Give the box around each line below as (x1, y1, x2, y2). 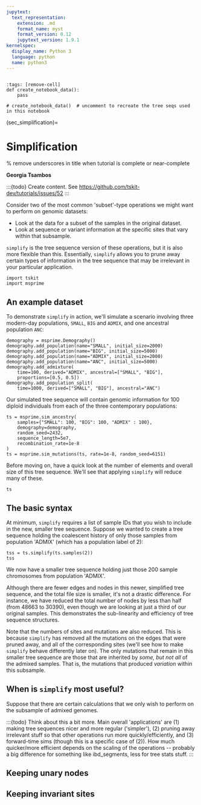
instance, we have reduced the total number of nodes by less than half (6, 597, 182, 605)
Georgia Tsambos (6, 171, 52, 179)
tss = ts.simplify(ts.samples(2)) (6, 550, 94, 556)
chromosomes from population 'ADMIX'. (6, 572, 106, 580)
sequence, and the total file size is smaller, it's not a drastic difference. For (6, 591, 191, 598)
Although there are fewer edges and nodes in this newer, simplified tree (6, 584, 184, 591)
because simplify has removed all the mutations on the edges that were (6, 634, 186, 642)
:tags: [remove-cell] (6, 81, 61, 88)
